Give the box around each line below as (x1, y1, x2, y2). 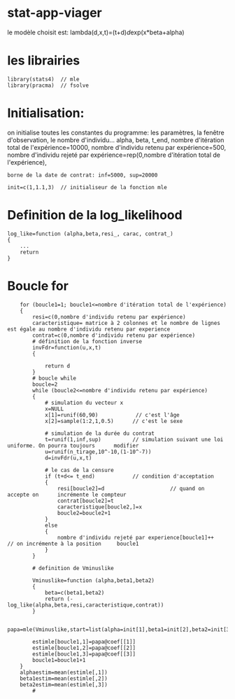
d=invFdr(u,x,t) (44, 454, 92, 462)
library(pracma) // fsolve (7, 82, 90, 89)
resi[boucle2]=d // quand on (57, 485, 205, 492)
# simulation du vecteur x (44, 399, 124, 406)
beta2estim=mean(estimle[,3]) (20, 681, 108, 688)
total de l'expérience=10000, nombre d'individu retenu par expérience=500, (7, 143, 226, 151)
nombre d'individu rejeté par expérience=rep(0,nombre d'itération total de (7, 151, 220, 159)
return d (44, 362, 71, 369)
